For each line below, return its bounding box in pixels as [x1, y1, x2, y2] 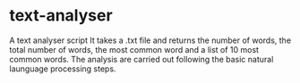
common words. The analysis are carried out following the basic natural [9, 54, 274, 64]
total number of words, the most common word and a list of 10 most [9, 44, 260, 54]
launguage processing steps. [9, 63, 116, 74]
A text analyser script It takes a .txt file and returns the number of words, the [9, 35, 292, 46]
